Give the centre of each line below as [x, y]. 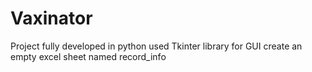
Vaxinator [51, 18]
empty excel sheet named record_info [88, 56]
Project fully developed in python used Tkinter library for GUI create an [156, 46]
